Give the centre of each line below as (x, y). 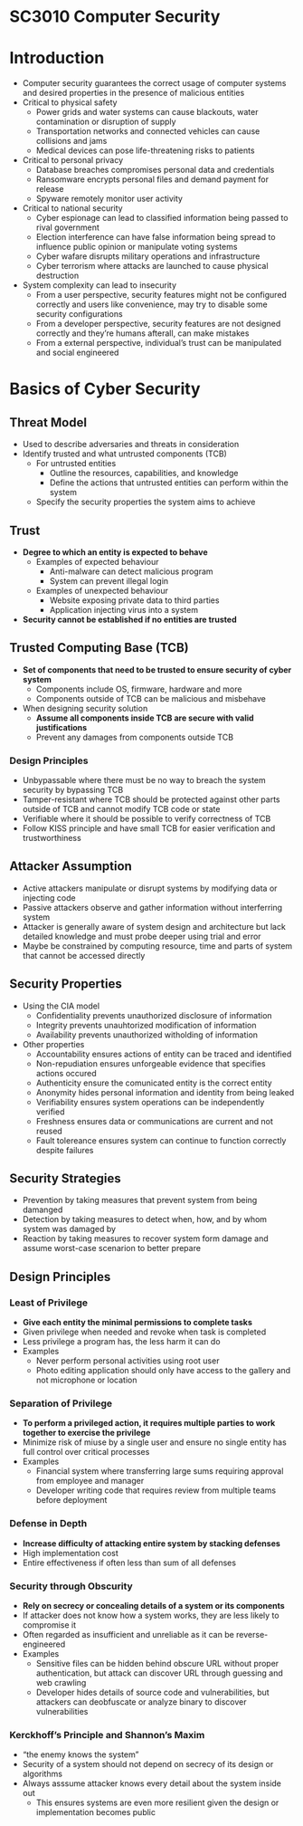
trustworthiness (52, 838)
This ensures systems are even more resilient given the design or (157, 1802)
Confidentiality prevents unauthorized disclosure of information (154, 1015)
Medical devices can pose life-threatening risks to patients (145, 150)
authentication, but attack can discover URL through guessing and (159, 1673)
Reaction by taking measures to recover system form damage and (145, 1238)
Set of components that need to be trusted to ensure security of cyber (157, 669)
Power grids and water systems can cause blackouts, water (147, 112)
